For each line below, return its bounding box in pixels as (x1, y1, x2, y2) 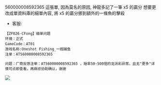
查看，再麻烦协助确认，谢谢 (19, 67, 67, 71)
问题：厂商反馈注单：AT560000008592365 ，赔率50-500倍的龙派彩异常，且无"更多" (5, 61, 151, 66)
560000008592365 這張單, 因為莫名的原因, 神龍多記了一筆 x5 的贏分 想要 (5, 4, 152, 10)
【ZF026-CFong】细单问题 (5, 31, 51, 36)
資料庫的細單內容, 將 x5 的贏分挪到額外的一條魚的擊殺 (17, 10, 125, 16)
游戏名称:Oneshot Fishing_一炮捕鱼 (5, 47, 71, 51)
